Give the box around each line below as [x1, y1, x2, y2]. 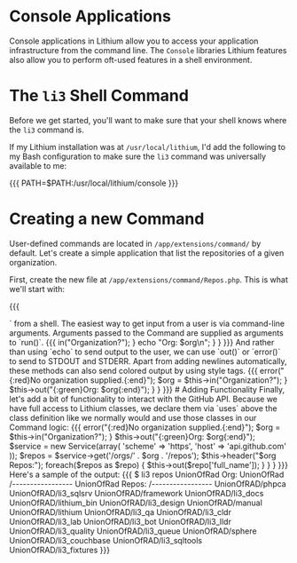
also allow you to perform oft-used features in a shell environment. [9, 54, 253, 65]
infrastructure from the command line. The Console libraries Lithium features [9, 44, 287, 55]
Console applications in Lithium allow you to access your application [9, 36, 259, 46]
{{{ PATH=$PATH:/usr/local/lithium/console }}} [9, 178, 179, 188]
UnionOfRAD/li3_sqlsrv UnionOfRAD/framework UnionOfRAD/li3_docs [9, 488, 264, 498]
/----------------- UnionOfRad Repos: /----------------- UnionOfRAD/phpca [9, 478, 286, 489]
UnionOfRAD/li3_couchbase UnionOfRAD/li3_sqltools [9, 535, 202, 545]
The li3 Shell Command [9, 86, 189, 106]
